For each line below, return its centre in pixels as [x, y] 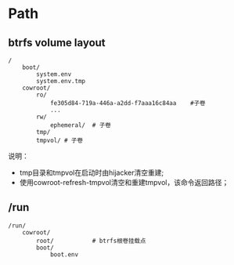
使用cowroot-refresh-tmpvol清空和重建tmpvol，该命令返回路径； [124, 182]
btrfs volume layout [57, 43]
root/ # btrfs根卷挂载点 [91, 241]
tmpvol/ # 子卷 [60, 140]
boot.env [64, 254]
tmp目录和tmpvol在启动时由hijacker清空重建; [92, 172]
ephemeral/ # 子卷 [80, 125]
